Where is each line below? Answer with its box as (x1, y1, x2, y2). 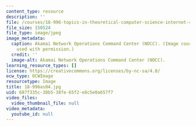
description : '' (6, 14, 45, 20)
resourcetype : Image (6, 79, 57, 85)
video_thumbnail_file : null (11, 100, 80, 106)
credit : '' (11, 52, 38, 57)
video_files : (6, 95, 38, 100)
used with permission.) (16, 46, 75, 52)
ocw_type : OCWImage (6, 73, 54, 79)
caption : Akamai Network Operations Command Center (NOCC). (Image (11, 41, 179, 47)
